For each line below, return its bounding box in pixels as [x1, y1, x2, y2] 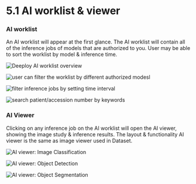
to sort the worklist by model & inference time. [6, 51, 118, 58]
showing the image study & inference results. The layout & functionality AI [6, 131, 184, 138]
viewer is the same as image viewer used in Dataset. [6, 137, 133, 144]
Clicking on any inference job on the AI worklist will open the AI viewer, [6, 125, 177, 132]
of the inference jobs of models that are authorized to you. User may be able [6, 45, 191, 52]
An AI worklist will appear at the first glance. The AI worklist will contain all [6, 38, 185, 45]
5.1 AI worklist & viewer [6, 4, 121, 18]
